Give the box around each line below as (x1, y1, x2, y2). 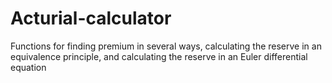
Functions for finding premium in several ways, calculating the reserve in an (10, 40, 322, 52)
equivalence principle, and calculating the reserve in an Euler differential (10, 50, 308, 62)
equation (10, 61, 47, 73)
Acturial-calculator (10, 7, 172, 30)
